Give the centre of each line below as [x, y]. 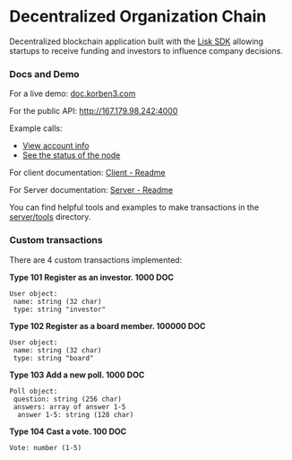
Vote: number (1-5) [46, 447]
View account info [56, 146]
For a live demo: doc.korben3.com [73, 94]
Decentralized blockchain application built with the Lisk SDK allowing [137, 41]
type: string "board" [53, 358]
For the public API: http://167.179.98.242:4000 [94, 111]
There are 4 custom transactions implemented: [96, 260]
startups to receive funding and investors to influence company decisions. [146, 50]
